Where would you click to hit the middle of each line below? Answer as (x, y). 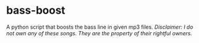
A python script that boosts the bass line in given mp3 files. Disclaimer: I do (100, 27)
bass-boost (36, 10)
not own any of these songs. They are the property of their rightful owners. (99, 33)
